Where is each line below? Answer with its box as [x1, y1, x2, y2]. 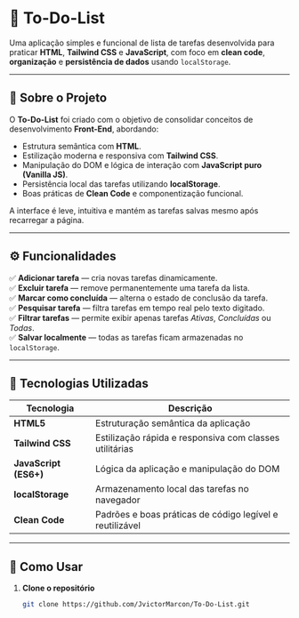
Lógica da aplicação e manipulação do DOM [94, 462, 280, 475]
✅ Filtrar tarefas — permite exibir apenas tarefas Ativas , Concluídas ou [9, 312, 271, 323]
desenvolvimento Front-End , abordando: [9, 124, 159, 134]
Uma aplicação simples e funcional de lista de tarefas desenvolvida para [9, 37, 275, 48]
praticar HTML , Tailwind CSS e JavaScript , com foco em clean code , [9, 46, 265, 57]
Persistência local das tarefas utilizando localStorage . [21, 178, 221, 189]
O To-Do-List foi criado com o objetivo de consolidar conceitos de [9, 114, 254, 124]
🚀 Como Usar [9, 559, 84, 574]
